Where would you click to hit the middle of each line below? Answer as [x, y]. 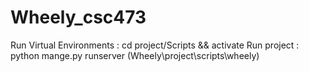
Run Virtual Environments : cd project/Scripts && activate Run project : [155, 45]
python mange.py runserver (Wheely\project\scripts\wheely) [135, 55]
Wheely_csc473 [78, 17]
